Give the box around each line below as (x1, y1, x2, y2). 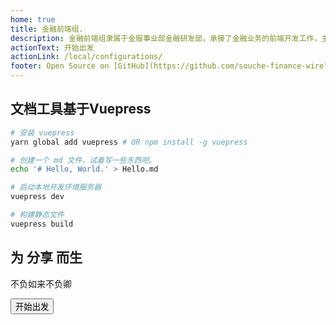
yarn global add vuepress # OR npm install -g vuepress (10, 137, 248, 147)
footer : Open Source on (10, 61, 110, 71)
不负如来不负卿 (10, 277, 72, 290)
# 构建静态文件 (10, 210, 65, 220)
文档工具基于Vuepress (10, 101, 152, 118)
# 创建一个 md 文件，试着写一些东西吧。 (10, 155, 157, 165)
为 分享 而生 (10, 249, 83, 266)
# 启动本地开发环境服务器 (10, 182, 102, 193)
